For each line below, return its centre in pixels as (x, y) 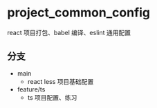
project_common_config (79, 13)
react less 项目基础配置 (61, 81)
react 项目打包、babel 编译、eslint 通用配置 (69, 32)
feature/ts (31, 89)
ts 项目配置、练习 (52, 97)
